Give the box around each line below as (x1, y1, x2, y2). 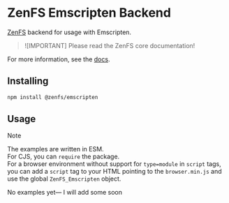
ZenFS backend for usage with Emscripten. (7, 28, 131, 36)
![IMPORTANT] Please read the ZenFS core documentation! (24, 41, 195, 50)
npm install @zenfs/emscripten (7, 93, 98, 100)
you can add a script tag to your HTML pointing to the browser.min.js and (7, 167, 222, 176)
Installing (7, 75, 49, 87)
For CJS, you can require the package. (7, 152, 120, 161)
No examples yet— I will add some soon (7, 188, 123, 197)
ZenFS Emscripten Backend (7, 5, 171, 21)
